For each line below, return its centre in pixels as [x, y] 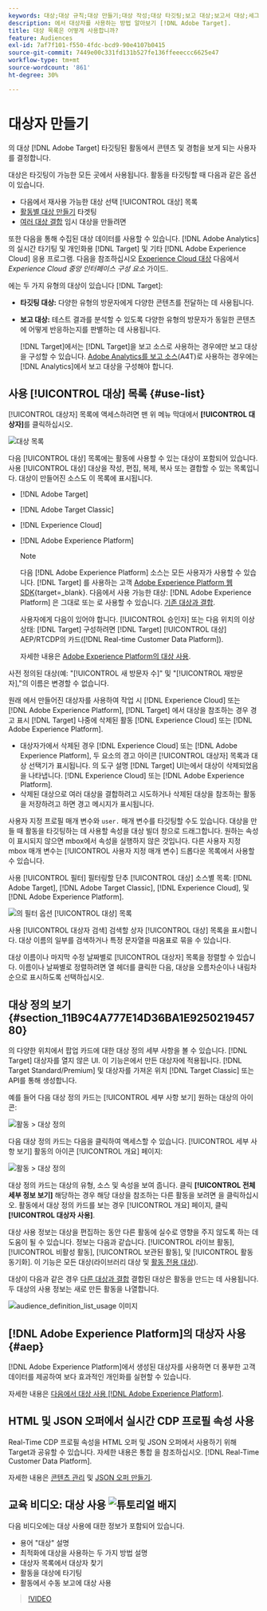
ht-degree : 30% [33, 75]
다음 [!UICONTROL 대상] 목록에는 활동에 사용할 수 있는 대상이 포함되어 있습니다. [133, 458]
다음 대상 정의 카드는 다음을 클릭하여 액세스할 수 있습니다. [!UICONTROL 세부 [129, 1142]
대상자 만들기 [49, 124]
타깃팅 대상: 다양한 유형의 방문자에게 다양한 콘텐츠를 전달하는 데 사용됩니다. [137, 302]
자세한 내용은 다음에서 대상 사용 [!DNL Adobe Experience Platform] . [116, 1393]
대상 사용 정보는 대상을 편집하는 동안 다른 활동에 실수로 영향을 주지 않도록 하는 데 [133, 1232]
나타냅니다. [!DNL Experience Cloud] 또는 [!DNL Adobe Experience [136, 776]
